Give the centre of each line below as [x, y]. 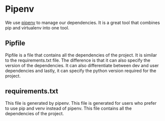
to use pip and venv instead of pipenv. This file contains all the [68, 108]
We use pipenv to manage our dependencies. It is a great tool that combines [82, 23]
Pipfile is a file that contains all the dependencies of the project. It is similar [81, 55]
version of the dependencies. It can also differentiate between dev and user [82, 65]
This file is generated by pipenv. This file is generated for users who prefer [81, 103]
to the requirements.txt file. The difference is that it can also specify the [78, 60]
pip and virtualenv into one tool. [37, 27]
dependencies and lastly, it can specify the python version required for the [81, 71]
